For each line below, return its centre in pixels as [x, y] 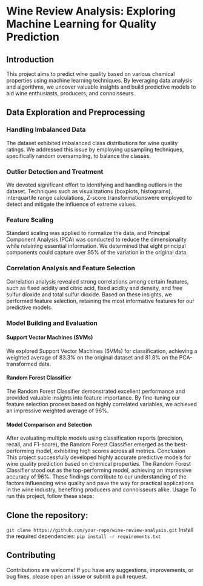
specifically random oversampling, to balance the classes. [79, 155]
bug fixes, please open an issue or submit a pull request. [77, 576]
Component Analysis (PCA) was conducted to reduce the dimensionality [96, 240]
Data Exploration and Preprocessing [76, 113]
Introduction [30, 59]
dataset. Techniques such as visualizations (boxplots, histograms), [89, 191]
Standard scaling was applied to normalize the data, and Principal [88, 233]
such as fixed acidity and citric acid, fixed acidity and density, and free [95, 288]
